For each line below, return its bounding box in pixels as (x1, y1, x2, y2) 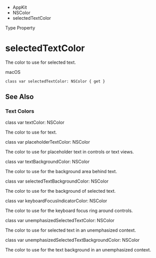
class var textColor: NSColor (5, 119, 65, 125)
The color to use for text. (5, 129, 57, 135)
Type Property (5, 25, 35, 31)
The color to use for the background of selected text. (5, 188, 116, 194)
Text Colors (5, 108, 34, 115)
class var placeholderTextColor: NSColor (5, 139, 90, 145)
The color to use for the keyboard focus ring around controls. (5, 207, 133, 213)
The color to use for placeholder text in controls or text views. (5, 149, 134, 155)
